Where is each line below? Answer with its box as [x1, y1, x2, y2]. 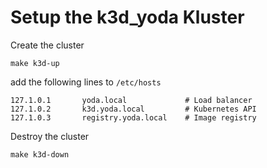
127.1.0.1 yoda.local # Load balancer [10, 95, 253, 105]
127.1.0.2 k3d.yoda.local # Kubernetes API [10, 104, 257, 114]
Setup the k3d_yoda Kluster [10, 6, 245, 29]
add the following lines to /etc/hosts [10, 76, 162, 88]
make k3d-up [10, 58, 60, 68]
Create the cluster [10, 39, 85, 51]
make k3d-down [10, 149, 70, 160]
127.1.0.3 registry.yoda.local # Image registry [10, 112, 257, 123]
